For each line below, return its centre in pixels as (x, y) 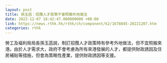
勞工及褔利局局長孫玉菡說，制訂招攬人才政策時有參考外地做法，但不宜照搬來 (83, 43)
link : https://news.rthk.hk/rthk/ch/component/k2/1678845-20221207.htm (81, 24)
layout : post (19, 10)
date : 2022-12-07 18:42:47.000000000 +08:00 (52, 19)
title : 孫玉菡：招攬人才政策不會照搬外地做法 (46, 14)
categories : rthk (23, 28)
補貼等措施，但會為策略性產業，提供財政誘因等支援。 (64, 56)
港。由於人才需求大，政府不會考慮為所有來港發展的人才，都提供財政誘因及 (81, 49)
